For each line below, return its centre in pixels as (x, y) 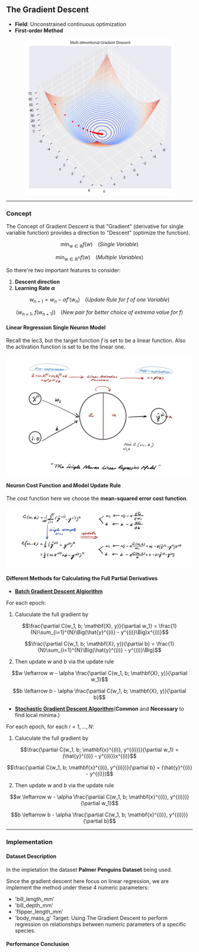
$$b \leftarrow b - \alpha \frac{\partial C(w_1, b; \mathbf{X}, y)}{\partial (99, 691)
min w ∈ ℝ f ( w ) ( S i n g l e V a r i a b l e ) (99, 245)
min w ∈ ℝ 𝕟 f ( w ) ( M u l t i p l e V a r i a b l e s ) (99, 258)
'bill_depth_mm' (34, 905)
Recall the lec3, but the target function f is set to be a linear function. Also (96, 341)
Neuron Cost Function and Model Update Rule (64, 485)
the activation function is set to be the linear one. (66, 347)
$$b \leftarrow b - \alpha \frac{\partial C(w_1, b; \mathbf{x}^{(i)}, (89, 815)
